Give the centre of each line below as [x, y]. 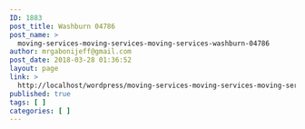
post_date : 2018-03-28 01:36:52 [70, 60]
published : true [40, 94]
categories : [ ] [40, 111]
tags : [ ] [28, 102]
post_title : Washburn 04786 [63, 26]
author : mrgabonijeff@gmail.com [70, 52]
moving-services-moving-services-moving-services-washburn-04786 [144, 43]
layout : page [34, 69]
